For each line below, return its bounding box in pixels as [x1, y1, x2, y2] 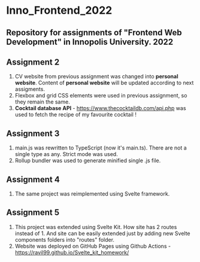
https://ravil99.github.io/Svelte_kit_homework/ [14, 249, 129, 256]
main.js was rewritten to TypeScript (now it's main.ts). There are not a [14, 144, 187, 151]
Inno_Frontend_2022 [6, 4, 113, 17]
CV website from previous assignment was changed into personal [14, 73, 178, 80]
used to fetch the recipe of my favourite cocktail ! [14, 111, 137, 118]
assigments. [14, 86, 45, 93]
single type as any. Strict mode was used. [14, 151, 118, 158]
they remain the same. [14, 98, 70, 105]
